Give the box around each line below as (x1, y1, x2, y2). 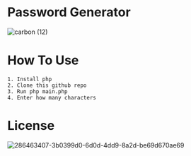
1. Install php (7, 76, 52, 83)
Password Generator (7, 4, 131, 20)
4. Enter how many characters (7, 94, 97, 101)
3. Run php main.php (7, 88, 69, 95)
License (7, 118, 55, 134)
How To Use (7, 52, 79, 68)
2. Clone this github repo (7, 82, 87, 89)
